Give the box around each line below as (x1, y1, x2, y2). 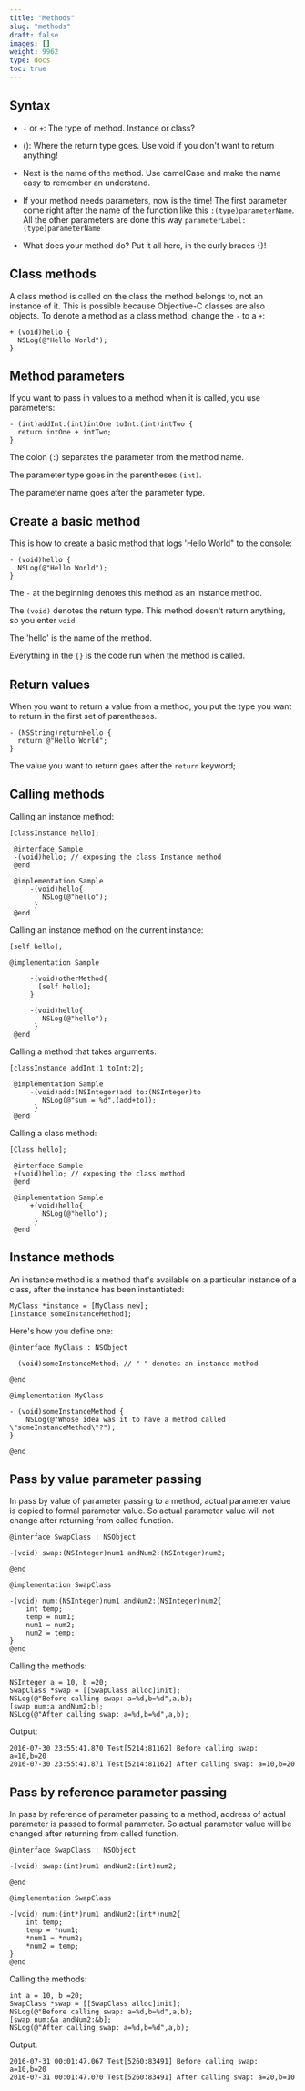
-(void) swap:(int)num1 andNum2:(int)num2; (9, 1862, 178, 1871)
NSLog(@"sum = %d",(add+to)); (42, 1095, 157, 1104)
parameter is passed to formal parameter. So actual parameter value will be (9, 1818, 292, 1830)
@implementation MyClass (9, 1391, 104, 1400)
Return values (9, 676, 91, 692)
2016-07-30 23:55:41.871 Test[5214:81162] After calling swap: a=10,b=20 (9, 1760, 296, 1769)
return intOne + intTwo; (17, 428, 112, 437)
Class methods (9, 267, 97, 282)
